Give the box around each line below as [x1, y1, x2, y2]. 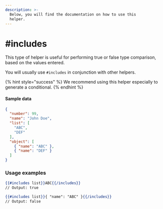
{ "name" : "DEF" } [14, 148, 52, 153]
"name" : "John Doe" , [9, 116, 52, 121]
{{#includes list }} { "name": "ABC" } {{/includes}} [5, 195, 112, 200]
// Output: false [5, 199, 41, 204]
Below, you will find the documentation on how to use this [9, 12, 136, 17]
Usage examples [5, 169, 46, 176]
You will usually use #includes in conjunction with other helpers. [5, 69, 136, 75]
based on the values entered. [5, 60, 65, 66]
